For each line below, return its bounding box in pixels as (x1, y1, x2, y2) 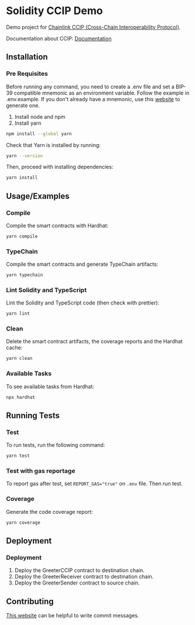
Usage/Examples (6, 191, 70, 201)
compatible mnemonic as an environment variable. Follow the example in (13, 89, 190, 96)
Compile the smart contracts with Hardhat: (6, 222, 109, 229)
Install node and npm (14, 113, 66, 120)
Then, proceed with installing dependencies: (6, 163, 114, 171)
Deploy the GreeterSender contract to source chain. (14, 579, 140, 586)
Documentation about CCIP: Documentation (6, 35, 112, 42)
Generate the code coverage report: (6, 508, 93, 515)
